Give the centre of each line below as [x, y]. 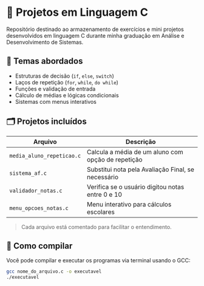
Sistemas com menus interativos [56, 101]
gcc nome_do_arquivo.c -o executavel [54, 272]
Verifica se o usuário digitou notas [136, 186]
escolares [101, 212]
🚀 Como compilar [39, 246]
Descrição [141, 141]
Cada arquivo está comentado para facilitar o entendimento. [96, 226]
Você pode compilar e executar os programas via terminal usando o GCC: [98, 260]
